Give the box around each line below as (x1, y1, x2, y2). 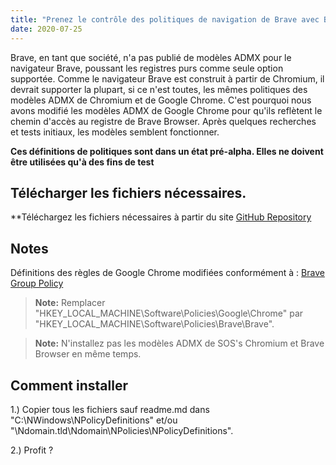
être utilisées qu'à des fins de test (10, 156, 155, 168)
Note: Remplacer (34, 297, 106, 309)
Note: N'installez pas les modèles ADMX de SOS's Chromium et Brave (34, 337, 325, 350)
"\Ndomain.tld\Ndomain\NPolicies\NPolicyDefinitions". (10, 424, 234, 436)
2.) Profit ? (10, 444, 54, 456)
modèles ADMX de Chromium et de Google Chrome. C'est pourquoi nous (10, 94, 312, 106)
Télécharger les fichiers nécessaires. (10, 184, 247, 201)
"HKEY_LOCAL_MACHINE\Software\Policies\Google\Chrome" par (34, 307, 304, 320)
